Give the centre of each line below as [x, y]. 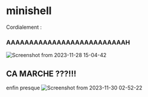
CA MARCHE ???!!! [41, 74]
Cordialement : [24, 27]
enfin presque [23, 88]
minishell [29, 11]
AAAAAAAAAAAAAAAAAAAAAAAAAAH [68, 42]
